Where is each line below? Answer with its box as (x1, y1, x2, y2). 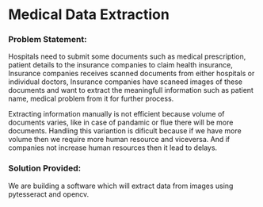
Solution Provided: (8, 163, 82, 174)
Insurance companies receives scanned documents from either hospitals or (8, 69, 255, 79)
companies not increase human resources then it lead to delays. (8, 143, 218, 152)
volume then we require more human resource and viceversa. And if (8, 135, 231, 144)
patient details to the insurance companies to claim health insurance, (8, 60, 234, 70)
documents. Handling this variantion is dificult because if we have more (8, 126, 242, 136)
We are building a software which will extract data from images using (8, 181, 234, 190)
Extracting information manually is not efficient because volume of (8, 109, 225, 119)
